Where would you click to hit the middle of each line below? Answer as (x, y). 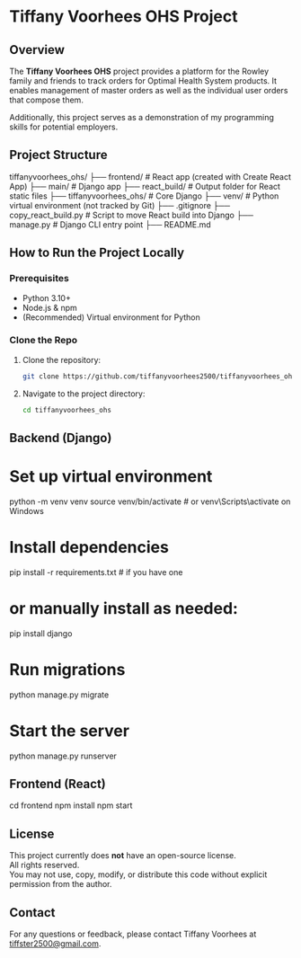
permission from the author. (61, 884)
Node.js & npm (50, 307)
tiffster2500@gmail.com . (55, 944)
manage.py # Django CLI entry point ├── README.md (110, 224)
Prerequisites (39, 279)
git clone (41, 376)
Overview (37, 50)
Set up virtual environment (111, 477)
